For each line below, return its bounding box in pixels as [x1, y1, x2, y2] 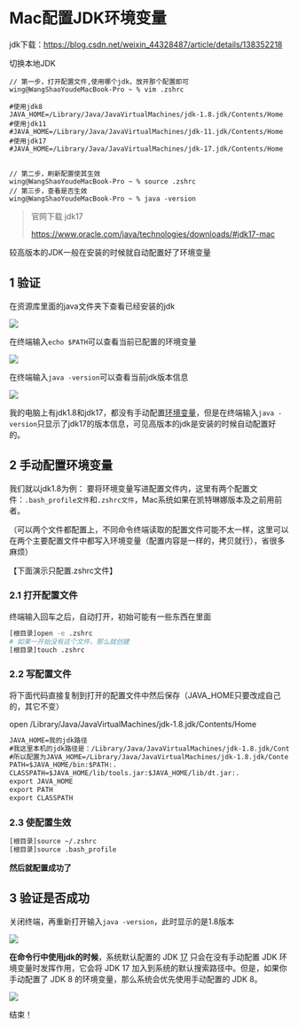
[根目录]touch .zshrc [9, 645, 85, 655]
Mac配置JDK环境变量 [9, 8, 167, 28]
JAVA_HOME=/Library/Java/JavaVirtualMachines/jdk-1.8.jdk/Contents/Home [9, 110, 284, 119]
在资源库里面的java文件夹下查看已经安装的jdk [9, 301, 176, 311]
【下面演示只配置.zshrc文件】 [9, 565, 118, 576]
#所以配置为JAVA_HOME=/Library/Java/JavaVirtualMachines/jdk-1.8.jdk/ [9, 752, 269, 761]
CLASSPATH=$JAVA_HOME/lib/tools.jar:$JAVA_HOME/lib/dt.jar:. [9, 769, 240, 778]
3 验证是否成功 [9, 891, 90, 906]
